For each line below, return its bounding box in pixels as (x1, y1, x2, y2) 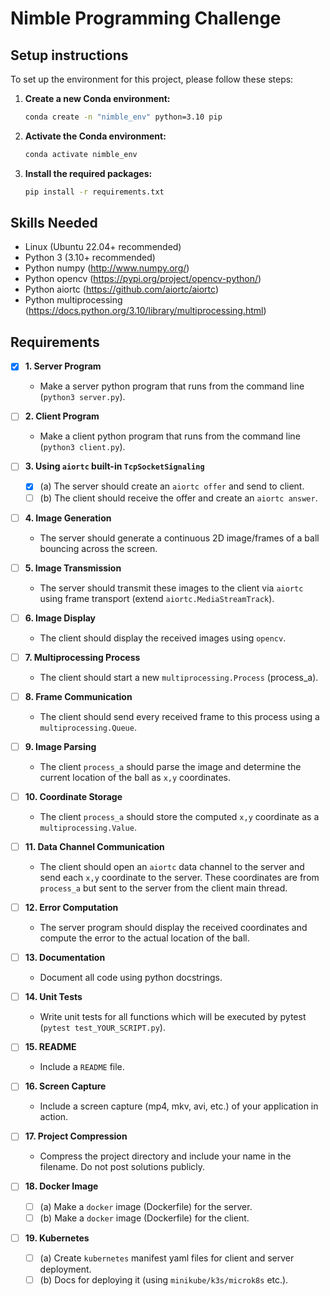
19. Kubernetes (24, 1232, 90, 1244)
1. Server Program (24, 360, 102, 372)
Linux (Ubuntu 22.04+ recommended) (24, 241, 182, 253)
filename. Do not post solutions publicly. (39, 1161, 206, 1173)
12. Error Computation (24, 902, 119, 914)
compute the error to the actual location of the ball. (39, 932, 250, 944)
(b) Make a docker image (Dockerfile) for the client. (39, 1212, 250, 1224)
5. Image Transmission (24, 562, 122, 574)
